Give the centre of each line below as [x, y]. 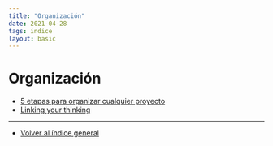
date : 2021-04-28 [38, 24]
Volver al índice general [60, 133]
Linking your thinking [55, 109]
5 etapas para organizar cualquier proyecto [93, 101]
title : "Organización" [47, 16]
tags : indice [30, 31]
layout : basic [32, 39]
